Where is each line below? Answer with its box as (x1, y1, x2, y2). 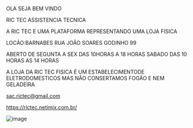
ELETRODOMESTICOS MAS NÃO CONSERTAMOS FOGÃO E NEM (6, 75, 165, 81)
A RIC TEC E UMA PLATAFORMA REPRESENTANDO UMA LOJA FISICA (6, 28, 178, 35)
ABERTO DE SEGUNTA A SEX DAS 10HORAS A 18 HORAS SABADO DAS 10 (6, 51, 187, 58)
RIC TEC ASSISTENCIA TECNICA (6, 17, 87, 23)
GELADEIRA (6, 81, 35, 88)
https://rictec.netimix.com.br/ (6, 104, 77, 111)
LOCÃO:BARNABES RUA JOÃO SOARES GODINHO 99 (6, 40, 137, 46)
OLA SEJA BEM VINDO (6, 5, 62, 12)
